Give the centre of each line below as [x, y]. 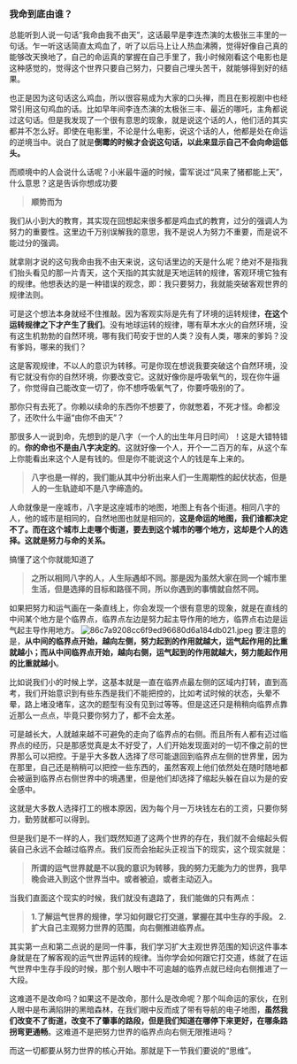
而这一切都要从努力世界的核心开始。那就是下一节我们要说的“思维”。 [133, 1051]
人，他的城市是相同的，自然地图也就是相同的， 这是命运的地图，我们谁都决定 [148, 519]
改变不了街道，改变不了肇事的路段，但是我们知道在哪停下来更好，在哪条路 [152, 1021]
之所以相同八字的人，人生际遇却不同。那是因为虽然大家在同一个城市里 [159, 578]
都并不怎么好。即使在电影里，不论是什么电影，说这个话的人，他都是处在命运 [148, 131]
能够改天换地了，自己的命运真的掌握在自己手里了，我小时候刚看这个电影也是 [148, 57]
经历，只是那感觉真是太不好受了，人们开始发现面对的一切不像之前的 [156, 745]
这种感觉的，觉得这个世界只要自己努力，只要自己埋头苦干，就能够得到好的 [145, 68]
